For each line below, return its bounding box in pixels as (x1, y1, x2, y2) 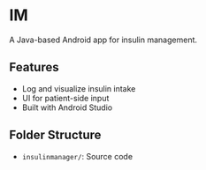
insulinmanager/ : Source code (21, 151, 134, 161)
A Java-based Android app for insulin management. (9, 34, 197, 45)
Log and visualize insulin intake (21, 83, 136, 93)
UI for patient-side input (21, 92, 110, 103)
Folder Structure (9, 128, 102, 143)
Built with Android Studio (21, 102, 113, 113)
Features (9, 60, 59, 75)
